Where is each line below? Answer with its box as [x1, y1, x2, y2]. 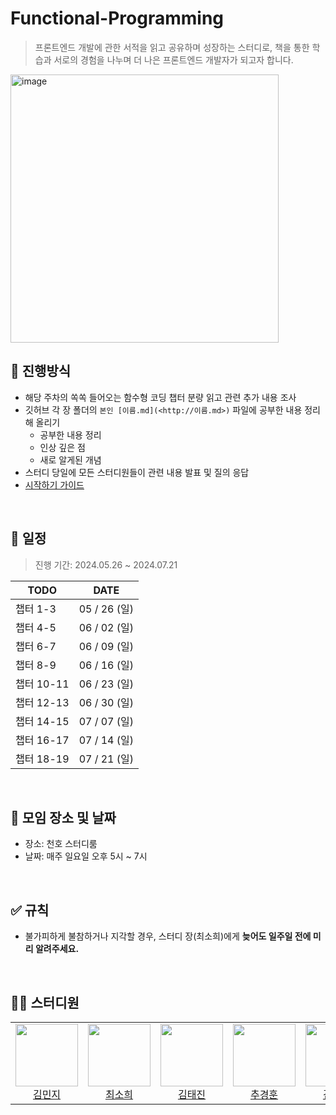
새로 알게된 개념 [39, 453, 102, 466]
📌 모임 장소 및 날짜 [10, 809, 117, 826]
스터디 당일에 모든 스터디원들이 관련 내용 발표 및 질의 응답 [24, 466, 250, 478]
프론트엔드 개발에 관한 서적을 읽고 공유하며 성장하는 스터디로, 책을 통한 [34, 41, 310, 53]
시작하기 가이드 [24, 478, 85, 491]
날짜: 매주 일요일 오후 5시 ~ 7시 [24, 850, 148, 862]
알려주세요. [34, 943, 80, 955]
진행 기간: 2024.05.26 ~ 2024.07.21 [34, 558, 178, 571]
